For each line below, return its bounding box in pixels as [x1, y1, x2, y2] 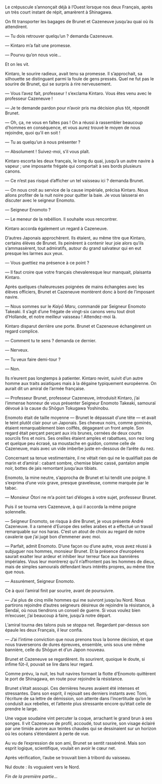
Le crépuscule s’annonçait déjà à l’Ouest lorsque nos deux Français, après [5, 4, 153, 10]
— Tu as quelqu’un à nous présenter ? [5, 139, 81, 145]
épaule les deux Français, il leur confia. [5, 627, 83, 633]
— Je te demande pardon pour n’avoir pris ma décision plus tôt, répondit [5, 105, 149, 111]
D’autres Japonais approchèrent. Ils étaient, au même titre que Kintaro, [5, 235, 146, 240]
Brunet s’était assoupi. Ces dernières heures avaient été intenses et [5, 686, 139, 691]
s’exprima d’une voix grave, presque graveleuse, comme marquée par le [5, 480, 149, 485]
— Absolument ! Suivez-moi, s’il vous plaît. [5, 149, 90, 154]
